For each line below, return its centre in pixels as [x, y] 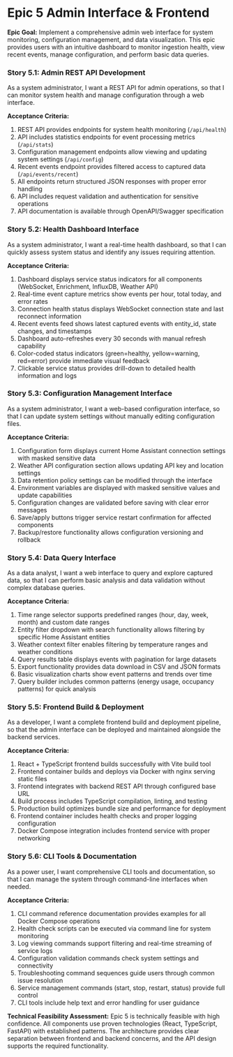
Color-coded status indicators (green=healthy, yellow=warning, [108, 353]
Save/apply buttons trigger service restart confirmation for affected [114, 517]
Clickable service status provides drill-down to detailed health [106, 368]
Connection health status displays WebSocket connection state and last [120, 309]
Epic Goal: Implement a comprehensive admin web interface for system [110, 32]
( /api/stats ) [35, 145]
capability [31, 346]
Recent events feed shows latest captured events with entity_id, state [117, 323]
